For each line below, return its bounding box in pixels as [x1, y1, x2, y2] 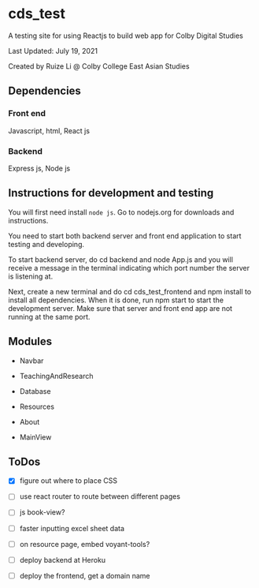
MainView [19, 432, 52, 442]
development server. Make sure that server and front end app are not [8, 303, 233, 313]
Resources [19, 402, 55, 411]
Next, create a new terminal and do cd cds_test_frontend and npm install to [8, 287, 252, 296]
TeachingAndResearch [19, 371, 94, 380]
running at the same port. [8, 312, 91, 321]
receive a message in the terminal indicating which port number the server [8, 263, 250, 272]
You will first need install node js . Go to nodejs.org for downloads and [8, 207, 235, 217]
